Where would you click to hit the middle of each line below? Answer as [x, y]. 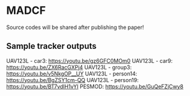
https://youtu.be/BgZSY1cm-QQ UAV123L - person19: [72, 80]
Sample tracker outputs [52, 46]
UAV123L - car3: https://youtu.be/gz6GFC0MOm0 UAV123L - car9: [90, 60]
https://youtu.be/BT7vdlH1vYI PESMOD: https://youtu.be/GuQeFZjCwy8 [95, 86]
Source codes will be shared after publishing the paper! [75, 27]
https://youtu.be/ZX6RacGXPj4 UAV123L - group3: [69, 67]
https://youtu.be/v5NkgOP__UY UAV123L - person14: [72, 74]
